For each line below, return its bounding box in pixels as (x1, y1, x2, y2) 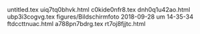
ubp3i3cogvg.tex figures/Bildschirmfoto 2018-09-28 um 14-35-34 (7, 13, 194, 21)
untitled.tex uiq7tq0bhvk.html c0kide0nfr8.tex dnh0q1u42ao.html (7, 6, 190, 13)
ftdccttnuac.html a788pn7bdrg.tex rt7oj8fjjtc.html (7, 20, 146, 27)
